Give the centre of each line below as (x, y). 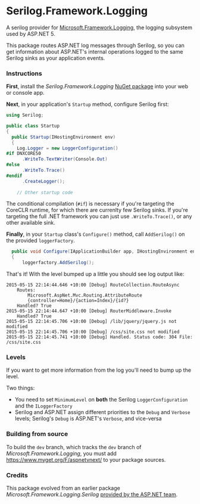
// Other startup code (45, 192)
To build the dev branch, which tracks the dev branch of (74, 447)
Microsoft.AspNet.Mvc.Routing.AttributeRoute (85, 295)
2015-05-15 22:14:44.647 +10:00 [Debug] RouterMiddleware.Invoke (89, 311)
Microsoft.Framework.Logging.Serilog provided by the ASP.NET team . (92, 494)
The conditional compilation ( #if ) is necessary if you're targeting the (90, 204)
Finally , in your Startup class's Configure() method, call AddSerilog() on (96, 234)
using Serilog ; (25, 115)
